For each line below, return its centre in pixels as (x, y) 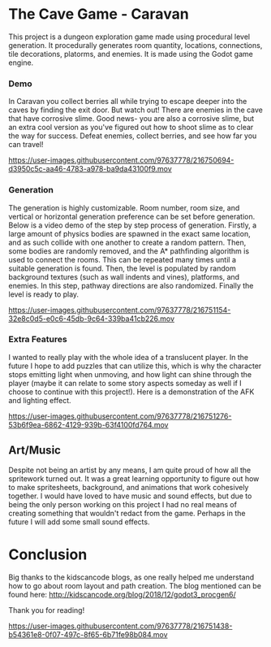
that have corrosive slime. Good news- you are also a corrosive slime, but (131, 119)
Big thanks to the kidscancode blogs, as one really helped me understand (131, 577)
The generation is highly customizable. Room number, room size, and (124, 207)
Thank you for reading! (47, 610)
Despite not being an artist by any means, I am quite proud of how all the (130, 470)
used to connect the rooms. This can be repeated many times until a (123, 259)
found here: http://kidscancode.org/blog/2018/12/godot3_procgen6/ (123, 594)
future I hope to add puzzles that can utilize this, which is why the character (135, 366)
